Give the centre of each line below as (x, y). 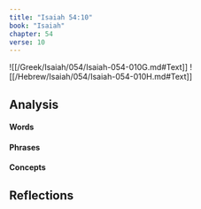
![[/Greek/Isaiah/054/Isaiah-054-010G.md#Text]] (99, 67)
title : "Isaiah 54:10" (51, 17)
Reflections (42, 195)
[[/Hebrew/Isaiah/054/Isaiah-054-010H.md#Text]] (101, 77)
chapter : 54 (31, 34)
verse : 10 (27, 42)
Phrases (25, 147)
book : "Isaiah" (37, 26)
